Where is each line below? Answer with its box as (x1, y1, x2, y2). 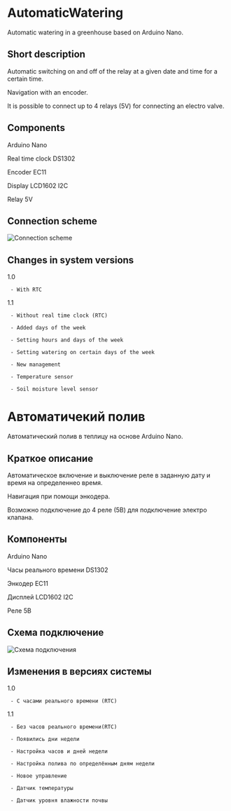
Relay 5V (7, 195, 33, 203)
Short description (7, 48, 86, 60)
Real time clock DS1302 (7, 154, 76, 163)
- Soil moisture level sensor (10, 386, 99, 393)
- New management (10, 361, 61, 369)
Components (7, 122, 65, 134)
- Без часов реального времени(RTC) (10, 723, 118, 730)
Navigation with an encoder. (7, 88, 89, 96)
